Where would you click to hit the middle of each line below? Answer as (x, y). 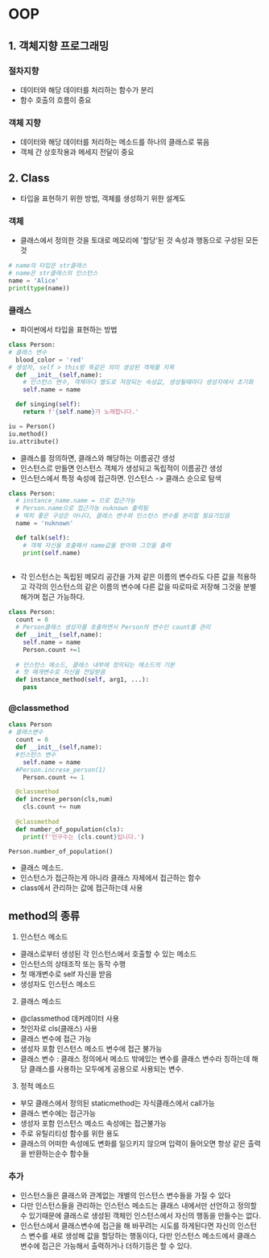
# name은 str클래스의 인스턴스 (53, 274)
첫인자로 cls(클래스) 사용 (59, 1029)
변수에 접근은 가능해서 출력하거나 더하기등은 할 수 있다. (106, 1246)
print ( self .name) (52, 553)
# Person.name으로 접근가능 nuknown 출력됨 (82, 508)
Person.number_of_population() (61, 851)
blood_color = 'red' (50, 360)
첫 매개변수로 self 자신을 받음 (66, 974)
